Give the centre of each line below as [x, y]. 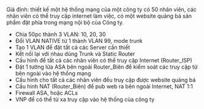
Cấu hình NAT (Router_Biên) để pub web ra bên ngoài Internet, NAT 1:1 [104, 86]
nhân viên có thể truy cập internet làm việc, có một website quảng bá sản [99, 16]
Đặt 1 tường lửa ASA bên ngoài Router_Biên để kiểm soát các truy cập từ [106, 67]
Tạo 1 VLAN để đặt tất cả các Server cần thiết [73, 47]
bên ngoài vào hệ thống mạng [53, 73]
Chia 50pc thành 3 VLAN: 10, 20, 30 [60, 34]
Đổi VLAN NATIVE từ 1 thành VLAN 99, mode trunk [79, 41]
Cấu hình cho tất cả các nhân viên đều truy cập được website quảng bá [105, 80]
